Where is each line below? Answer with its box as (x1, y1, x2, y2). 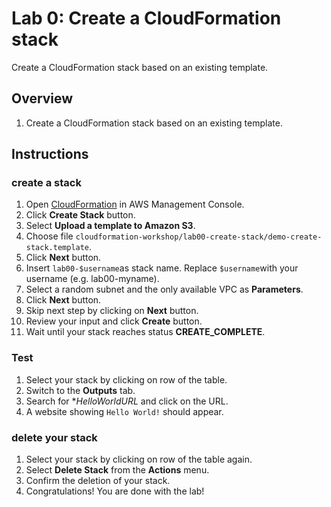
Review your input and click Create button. (25, 315, 203, 327)
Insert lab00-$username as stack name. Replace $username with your (25, 262, 299, 274)
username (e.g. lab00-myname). (25, 273, 160, 285)
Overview (11, 90, 74, 107)
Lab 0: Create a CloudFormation (11, 7, 282, 30)
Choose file (25, 230, 74, 242)
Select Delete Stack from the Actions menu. (25, 464, 210, 476)
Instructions (11, 146, 89, 163)
